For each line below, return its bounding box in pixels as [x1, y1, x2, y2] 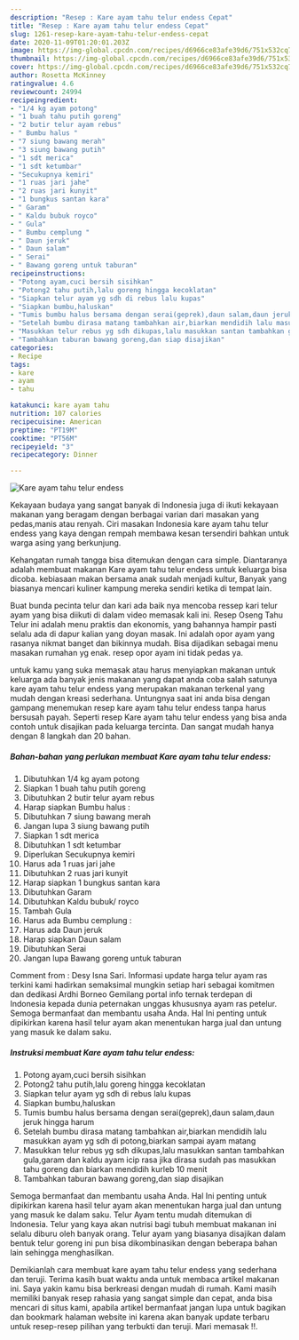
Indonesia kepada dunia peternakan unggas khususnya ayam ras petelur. [10, 999, 278, 1009]
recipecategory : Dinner [10, 451, 98, 459]
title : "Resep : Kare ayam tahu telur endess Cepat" [10, 21, 209, 30]
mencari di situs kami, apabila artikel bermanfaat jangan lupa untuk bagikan [10, 1303, 287, 1313]
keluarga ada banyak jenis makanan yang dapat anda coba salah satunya [10, 674, 278, 685]
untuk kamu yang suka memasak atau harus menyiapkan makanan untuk [10, 665, 276, 675]
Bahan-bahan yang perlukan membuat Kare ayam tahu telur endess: [10, 751, 271, 762]
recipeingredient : [10, 95, 78, 105]
